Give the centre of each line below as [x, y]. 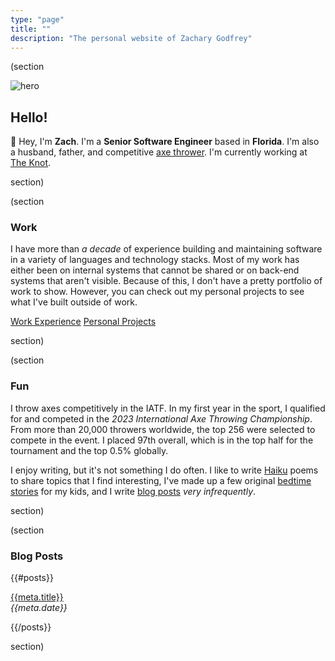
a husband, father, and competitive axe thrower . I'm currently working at [159, 152]
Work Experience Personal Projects [83, 322]
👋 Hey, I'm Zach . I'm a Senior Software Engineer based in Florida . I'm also [165, 142]
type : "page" [37, 19]
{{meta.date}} [39, 608]
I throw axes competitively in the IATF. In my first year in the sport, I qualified [168, 408]
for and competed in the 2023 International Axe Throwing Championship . [161, 418]
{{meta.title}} [37, 597]
